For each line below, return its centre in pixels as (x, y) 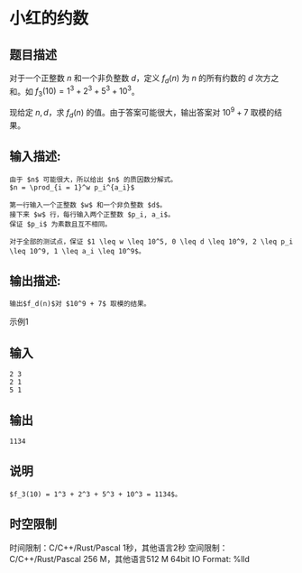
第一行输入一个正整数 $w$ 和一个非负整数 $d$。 (88, 205)
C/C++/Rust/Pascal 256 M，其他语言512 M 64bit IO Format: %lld (130, 559)
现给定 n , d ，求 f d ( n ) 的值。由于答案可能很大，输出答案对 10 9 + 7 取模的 (142, 113)
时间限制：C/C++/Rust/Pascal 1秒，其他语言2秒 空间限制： (119, 548)
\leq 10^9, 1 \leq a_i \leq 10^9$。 (78, 251)
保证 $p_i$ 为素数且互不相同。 (60, 224)
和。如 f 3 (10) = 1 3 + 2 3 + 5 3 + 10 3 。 (74, 92)
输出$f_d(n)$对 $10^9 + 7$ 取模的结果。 (80, 304)
